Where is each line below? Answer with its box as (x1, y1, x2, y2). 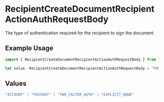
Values (5, 79, 27, 87)
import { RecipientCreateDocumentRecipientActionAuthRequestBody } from (5, 57, 156, 62)
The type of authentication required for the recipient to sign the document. (5, 30, 155, 36)
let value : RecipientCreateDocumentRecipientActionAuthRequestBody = (5, 66, 150, 71)
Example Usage (5, 44, 54, 52)
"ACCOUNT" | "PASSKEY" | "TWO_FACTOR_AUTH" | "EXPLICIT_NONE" (5, 92, 134, 97)
